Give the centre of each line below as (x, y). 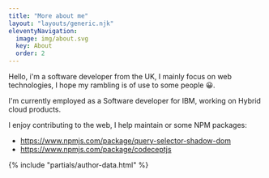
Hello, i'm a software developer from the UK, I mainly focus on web (120, 76)
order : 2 (30, 53)
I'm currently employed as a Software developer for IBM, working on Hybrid (135, 101)
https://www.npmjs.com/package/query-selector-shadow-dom (125, 141)
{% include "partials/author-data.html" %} (79, 165)
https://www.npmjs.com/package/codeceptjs (96, 149)
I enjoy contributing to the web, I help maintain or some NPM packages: (128, 125)
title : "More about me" (49, 16)
